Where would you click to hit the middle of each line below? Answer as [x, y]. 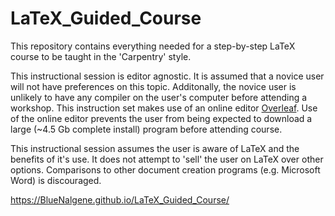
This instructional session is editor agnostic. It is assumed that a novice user [167, 76]
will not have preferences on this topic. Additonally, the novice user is [153, 86]
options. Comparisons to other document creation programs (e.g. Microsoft [165, 169]
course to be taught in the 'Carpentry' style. [101, 56]
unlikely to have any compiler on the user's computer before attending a [159, 97]
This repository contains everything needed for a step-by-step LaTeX [153, 46]
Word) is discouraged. [56, 180]
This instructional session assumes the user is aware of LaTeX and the [155, 148]
